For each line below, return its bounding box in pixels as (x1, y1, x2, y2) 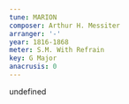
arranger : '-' (9, 29, 62, 38)
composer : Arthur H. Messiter (9, 21, 121, 30)
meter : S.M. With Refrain (9, 46, 104, 55)
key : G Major (9, 54, 57, 63)
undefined (9, 85, 47, 97)
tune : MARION (9, 12, 57, 22)
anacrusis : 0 (9, 63, 57, 71)
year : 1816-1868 (9, 37, 69, 47)
